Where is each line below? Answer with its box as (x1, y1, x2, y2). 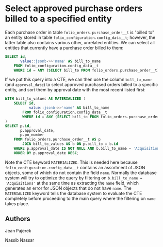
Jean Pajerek (5, 228, 32, 233)
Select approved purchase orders (5, 3, 143, 14)
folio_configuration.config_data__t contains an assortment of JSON (5, 164, 146, 170)
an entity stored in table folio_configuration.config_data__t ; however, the (5, 35, 156, 40)
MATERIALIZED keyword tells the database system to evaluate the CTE (5, 190, 142, 196)
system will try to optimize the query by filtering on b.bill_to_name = (5, 175, 143, 180)
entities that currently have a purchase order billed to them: (5, 45, 124, 51)
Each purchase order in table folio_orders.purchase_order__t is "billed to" (5, 29, 155, 35)
